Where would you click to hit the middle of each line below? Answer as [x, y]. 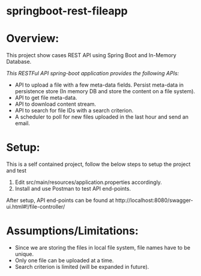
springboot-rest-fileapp [67, 11]
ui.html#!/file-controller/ [36, 207]
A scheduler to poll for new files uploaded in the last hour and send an [102, 117]
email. [22, 123]
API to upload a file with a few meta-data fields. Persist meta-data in [99, 85]
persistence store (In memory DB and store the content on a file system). [105, 91]
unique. [24, 254]
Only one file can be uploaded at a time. [64, 260]
